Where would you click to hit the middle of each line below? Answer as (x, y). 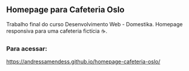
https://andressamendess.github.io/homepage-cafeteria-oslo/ (83, 61)
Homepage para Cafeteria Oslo (65, 10)
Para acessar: (27, 48)
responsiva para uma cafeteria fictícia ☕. (57, 31)
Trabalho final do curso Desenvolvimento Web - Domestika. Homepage (94, 24)
